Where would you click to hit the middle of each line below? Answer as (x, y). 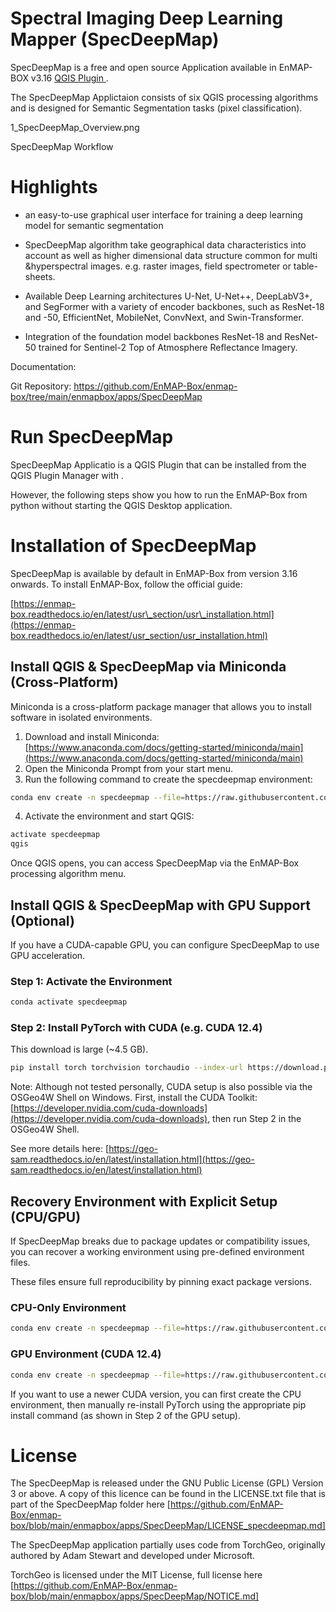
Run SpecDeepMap (92, 437)
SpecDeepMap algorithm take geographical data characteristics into (165, 244)
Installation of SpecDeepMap (133, 546)
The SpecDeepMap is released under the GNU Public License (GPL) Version (167, 1483)
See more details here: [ (60, 1149)
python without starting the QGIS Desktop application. (121, 505)
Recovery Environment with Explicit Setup (144, 1201)
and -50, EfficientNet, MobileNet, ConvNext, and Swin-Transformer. (164, 317)
